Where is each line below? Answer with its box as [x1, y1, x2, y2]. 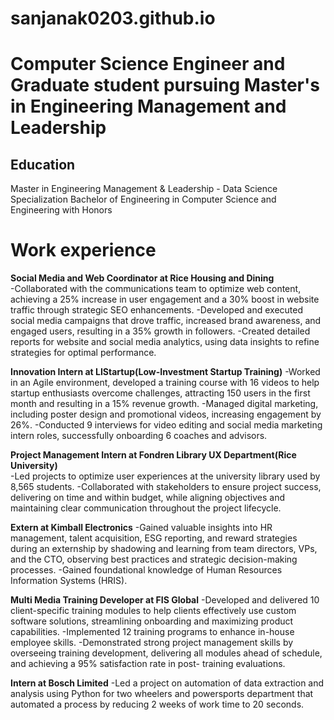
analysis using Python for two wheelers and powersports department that [10, 688, 314, 700]
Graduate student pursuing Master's [10, 74, 320, 97]
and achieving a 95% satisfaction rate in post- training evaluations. [10, 658, 286, 670]
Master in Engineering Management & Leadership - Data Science [10, 183, 278, 195]
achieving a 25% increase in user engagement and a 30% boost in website [10, 293, 320, 306]
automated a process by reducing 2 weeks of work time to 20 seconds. [10, 698, 305, 711]
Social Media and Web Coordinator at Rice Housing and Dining [10, 272, 275, 284]
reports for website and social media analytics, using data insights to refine [10, 336, 320, 348]
